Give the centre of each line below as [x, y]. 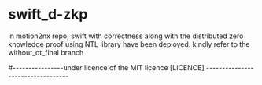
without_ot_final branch [46, 52]
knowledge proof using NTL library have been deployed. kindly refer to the [129, 44]
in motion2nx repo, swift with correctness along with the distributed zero [126, 36]
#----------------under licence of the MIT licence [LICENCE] [106, 67]
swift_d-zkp [48, 14]
